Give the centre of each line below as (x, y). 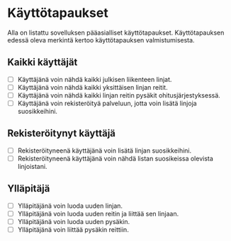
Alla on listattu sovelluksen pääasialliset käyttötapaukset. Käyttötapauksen (116, 33)
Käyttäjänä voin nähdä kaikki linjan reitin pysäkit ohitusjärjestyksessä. (119, 95)
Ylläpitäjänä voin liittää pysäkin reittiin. (73, 229)
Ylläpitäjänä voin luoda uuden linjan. (70, 206)
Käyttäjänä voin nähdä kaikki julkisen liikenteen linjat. (95, 79)
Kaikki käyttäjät (43, 63)
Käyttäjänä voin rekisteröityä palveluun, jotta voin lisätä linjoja (107, 103)
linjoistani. (32, 166)
